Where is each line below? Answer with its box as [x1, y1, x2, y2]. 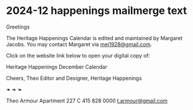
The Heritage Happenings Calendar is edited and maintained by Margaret [6, 34, 183, 41]
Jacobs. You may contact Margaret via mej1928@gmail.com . [6, 41, 152, 48]
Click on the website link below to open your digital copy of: [6, 52, 150, 59]
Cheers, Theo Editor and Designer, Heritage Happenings [6, 74, 142, 81]
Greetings [6, 23, 30, 30]
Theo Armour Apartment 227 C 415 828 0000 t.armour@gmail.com [6, 97, 168, 104]
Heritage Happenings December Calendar [6, 63, 108, 70]
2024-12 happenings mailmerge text [6, 4, 187, 17]
